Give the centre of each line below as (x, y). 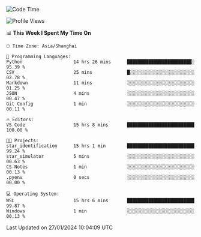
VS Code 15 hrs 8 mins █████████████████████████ (100, 125)
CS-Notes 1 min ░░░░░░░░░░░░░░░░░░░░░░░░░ (100, 167)
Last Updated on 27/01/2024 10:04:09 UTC (59, 227)
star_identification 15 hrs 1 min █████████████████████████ (100, 146)
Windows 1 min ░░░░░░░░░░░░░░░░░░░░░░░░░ (100, 211)
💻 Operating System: (33, 194)
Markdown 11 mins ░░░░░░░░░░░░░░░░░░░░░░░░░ (100, 83)
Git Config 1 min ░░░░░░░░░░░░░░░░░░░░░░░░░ (100, 104)
